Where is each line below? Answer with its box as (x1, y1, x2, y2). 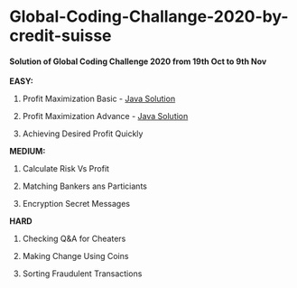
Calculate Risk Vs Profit (22, 163, 110, 174)
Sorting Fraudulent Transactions (22, 268, 143, 279)
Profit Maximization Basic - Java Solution (22, 93, 176, 105)
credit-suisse (9, 25, 112, 46)
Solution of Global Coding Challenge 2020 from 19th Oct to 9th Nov (9, 56, 267, 67)
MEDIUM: (9, 146, 46, 157)
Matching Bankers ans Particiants (22, 181, 147, 191)
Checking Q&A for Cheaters (22, 233, 126, 245)
